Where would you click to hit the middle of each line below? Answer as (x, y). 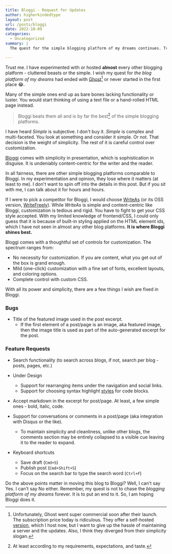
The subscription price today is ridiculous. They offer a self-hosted (83, 520)
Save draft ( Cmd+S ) (39, 462)
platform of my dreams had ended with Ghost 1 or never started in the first (83, 78)
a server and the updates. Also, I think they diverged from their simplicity (89, 530)
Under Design (27, 375)
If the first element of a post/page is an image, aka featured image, (91, 325)
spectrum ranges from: (29, 247)
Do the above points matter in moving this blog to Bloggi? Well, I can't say (83, 483)
